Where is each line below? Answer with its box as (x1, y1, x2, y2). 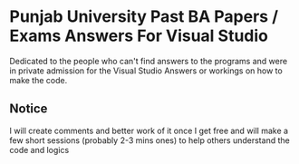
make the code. (9, 74, 68, 85)
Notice (9, 101, 48, 117)
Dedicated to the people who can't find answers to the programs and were (9, 55, 288, 66)
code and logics (9, 144, 70, 155)
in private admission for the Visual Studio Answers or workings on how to (9, 65, 283, 76)
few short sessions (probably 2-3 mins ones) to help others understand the (9, 134, 290, 146)
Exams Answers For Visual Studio (9, 25, 269, 46)
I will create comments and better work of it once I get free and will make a (9, 125, 288, 136)
